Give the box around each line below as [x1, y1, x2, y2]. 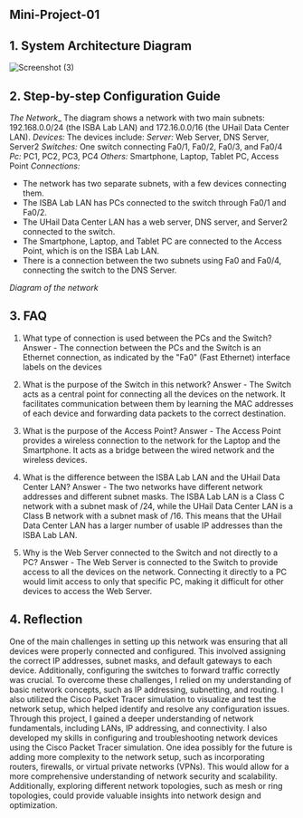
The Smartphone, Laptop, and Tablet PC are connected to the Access [22, 236, 282, 247]
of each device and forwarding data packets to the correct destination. [22, 408, 287, 419]
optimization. [9, 799, 58, 810]
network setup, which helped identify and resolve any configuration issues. [9, 703, 290, 714]
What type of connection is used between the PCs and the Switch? [22, 332, 272, 343]
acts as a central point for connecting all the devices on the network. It [22, 389, 287, 399]
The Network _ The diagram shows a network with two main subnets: [9, 112, 265, 123]
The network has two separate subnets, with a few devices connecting [22, 178, 287, 189]
